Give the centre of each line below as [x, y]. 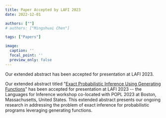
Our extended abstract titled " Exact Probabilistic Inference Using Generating [83, 84]
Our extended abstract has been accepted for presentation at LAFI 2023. [80, 74]
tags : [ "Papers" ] [23, 37]
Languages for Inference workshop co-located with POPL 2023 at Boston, [81, 94]
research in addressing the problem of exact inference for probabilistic [77, 105]
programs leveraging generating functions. [49, 110]
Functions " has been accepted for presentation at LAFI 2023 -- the [74, 89]
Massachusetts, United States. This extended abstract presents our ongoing [83, 100]
